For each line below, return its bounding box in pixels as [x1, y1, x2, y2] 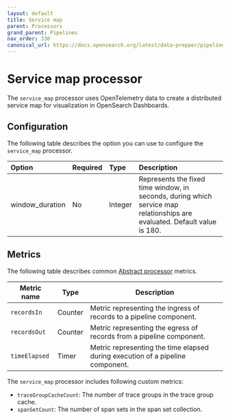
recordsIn [10, 309, 42, 316]
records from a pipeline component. [90, 331, 205, 341]
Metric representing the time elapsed [90, 343, 209, 352]
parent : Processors [7, 23, 63, 29]
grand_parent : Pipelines [7, 29, 78, 36]
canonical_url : [7, 42, 51, 49]
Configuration [7, 121, 68, 133]
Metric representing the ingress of [90, 303, 200, 313]
